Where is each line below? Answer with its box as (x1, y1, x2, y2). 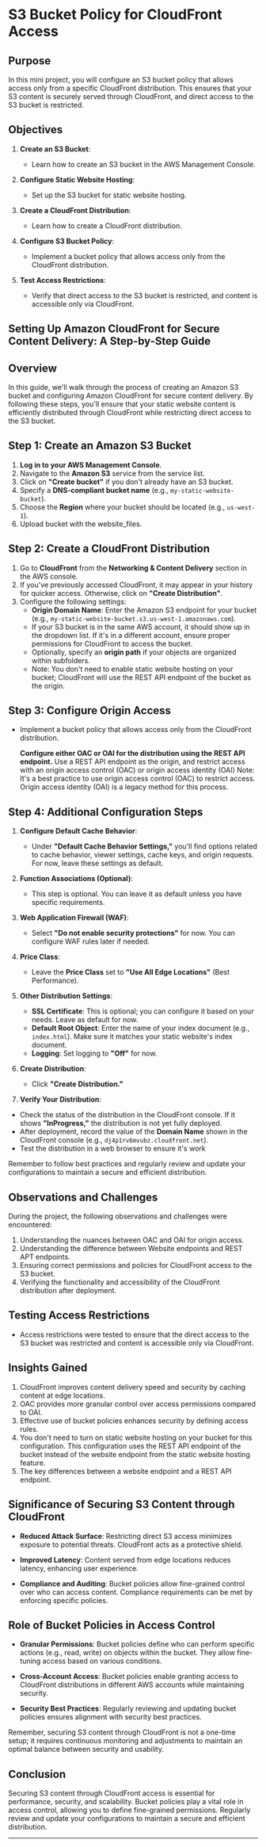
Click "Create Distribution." (31, 1079, 124, 1089)
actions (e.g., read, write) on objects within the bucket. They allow (19, 1648, 236, 1658)
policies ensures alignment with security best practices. (19, 1712, 202, 1722)
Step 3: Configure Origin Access (8, 704, 172, 718)
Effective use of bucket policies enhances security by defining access (19, 1416, 249, 1425)
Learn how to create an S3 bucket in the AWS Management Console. (31, 159, 256, 169)
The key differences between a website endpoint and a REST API (19, 1466, 232, 1475)
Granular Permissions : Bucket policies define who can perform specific (19, 1639, 255, 1649)
